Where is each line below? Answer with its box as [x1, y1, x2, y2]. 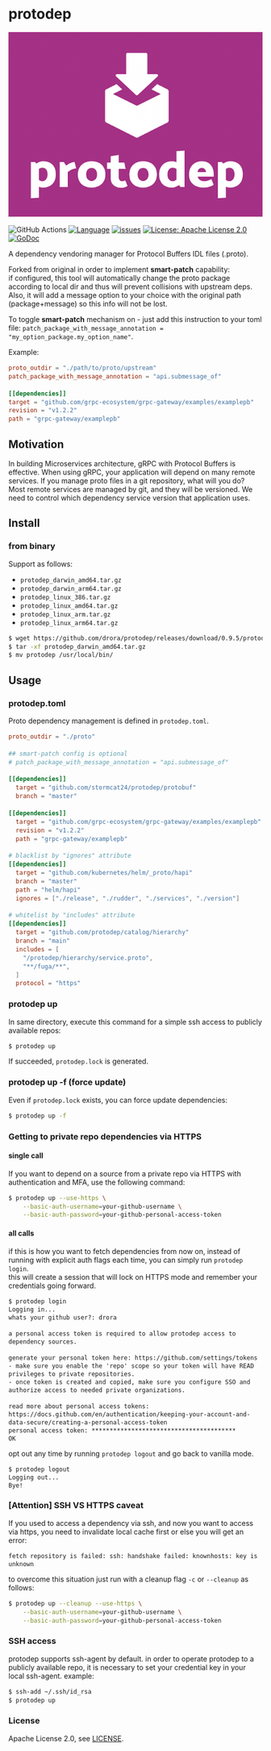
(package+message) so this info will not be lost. [8, 299, 168, 309]
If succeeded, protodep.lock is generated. [8, 1056, 149, 1066]
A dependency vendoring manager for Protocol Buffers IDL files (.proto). [8, 249, 248, 259]
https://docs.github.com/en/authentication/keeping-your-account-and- [8, 1410, 251, 1419]
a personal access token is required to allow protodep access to [8, 1329, 236, 1338]
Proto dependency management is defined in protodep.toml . [8, 716, 210, 725]
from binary [8, 541, 56, 552]
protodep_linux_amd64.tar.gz [19, 602, 119, 610]
